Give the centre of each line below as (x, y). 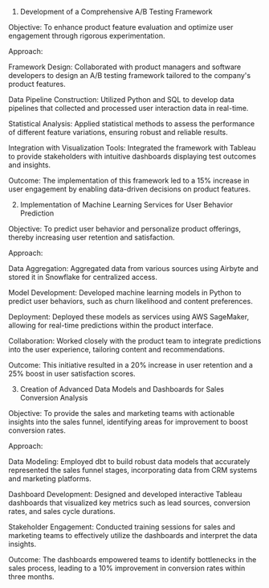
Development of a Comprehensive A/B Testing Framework (116, 12)
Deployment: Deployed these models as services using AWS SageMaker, (129, 317)
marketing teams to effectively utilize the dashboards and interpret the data (133, 535)
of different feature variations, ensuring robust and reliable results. (118, 132)
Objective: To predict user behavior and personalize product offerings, (125, 229)
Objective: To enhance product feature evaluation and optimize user (121, 27)
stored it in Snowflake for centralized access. (83, 277)
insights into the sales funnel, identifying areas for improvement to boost (128, 422)
